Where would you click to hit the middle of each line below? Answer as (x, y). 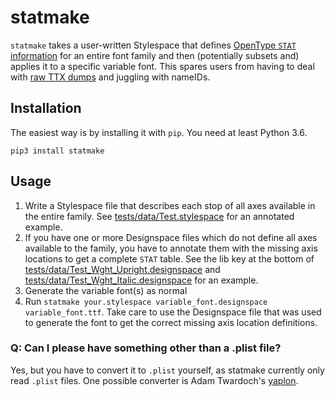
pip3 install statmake (57, 151)
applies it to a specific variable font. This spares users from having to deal (162, 66)
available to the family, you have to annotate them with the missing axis (171, 248)
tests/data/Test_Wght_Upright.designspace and (122, 269)
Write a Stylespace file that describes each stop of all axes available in (170, 205)
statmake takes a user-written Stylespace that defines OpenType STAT (153, 45)
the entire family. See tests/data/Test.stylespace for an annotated (159, 216)
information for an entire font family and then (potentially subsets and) (155, 55)
